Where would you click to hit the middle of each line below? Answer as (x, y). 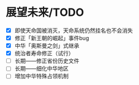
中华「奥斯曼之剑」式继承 (47, 46)
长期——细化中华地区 (41, 69)
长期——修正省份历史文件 (47, 61)
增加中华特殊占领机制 (41, 76)
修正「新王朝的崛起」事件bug (52, 38)
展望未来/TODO (45, 12)
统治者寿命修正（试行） (44, 53)
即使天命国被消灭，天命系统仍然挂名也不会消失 (73, 30)
